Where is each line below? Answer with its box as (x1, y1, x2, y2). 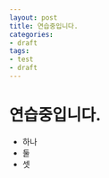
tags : (9, 47, 29, 56)
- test (9, 55, 34, 64)
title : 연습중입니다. (9, 22, 79, 31)
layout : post (9, 13, 58, 22)
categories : (9, 30, 54, 39)
